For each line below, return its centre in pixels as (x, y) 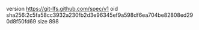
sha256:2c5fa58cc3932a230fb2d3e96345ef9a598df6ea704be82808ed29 (100, 15)
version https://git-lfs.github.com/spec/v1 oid (62, 9)
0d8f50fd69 (21, 21)
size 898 (48, 21)
